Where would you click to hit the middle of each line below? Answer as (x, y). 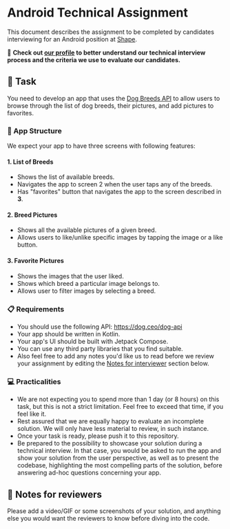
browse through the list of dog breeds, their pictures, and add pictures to (111, 106)
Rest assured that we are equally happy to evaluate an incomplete (111, 421)
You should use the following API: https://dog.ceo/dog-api (100, 327)
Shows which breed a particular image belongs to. (88, 283)
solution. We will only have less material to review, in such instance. (113, 429)
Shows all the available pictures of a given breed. (87, 230)
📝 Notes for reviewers (54, 494)
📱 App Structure (34, 131)
